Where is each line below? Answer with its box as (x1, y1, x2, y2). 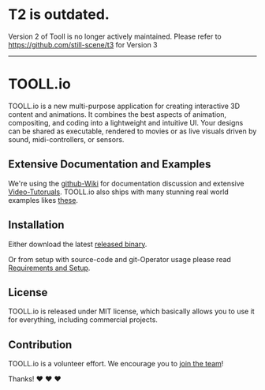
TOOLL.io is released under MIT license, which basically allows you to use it (8, 306, 255, 317)
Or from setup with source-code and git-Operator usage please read (8, 254, 231, 264)
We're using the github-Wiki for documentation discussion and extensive (8, 178, 244, 188)
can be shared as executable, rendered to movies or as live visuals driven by (8, 126, 257, 136)
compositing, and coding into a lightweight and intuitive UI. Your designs (8, 118, 244, 127)
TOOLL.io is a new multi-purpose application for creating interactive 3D (8, 101, 241, 111)
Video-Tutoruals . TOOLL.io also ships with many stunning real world (8, 187, 229, 197)
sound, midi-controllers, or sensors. (8, 134, 125, 144)
